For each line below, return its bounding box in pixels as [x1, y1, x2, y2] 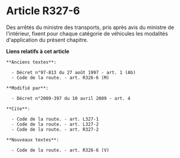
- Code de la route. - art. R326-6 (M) [11, 75, 110, 80]
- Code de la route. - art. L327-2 [11, 121, 99, 127]
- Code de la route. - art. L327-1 [11, 116, 99, 122]
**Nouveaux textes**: [6, 137, 60, 143]
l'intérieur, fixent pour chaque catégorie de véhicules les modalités [6, 30, 168, 37]
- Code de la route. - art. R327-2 [11, 126, 99, 133]
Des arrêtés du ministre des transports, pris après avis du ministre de [6, 24, 174, 31]
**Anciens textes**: [6, 59, 57, 65]
